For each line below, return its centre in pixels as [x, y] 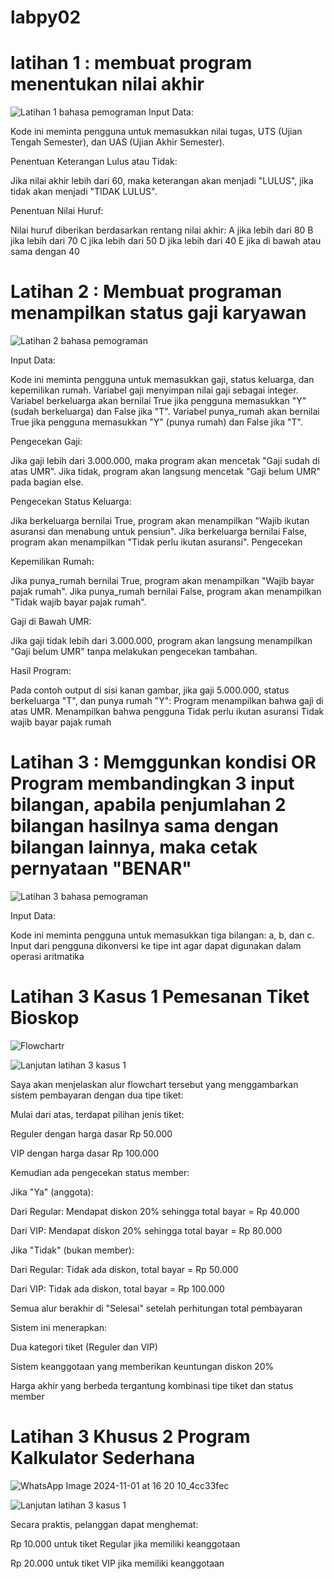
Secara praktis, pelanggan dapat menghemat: [104, 1524]
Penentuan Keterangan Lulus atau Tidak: [94, 162]
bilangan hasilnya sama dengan [145, 826]
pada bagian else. [47, 482]
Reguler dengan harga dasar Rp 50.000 [91, 1133]
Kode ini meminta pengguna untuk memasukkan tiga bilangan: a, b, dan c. [162, 935]
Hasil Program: [41, 671]
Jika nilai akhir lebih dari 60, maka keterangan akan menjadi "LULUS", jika [162, 181]
